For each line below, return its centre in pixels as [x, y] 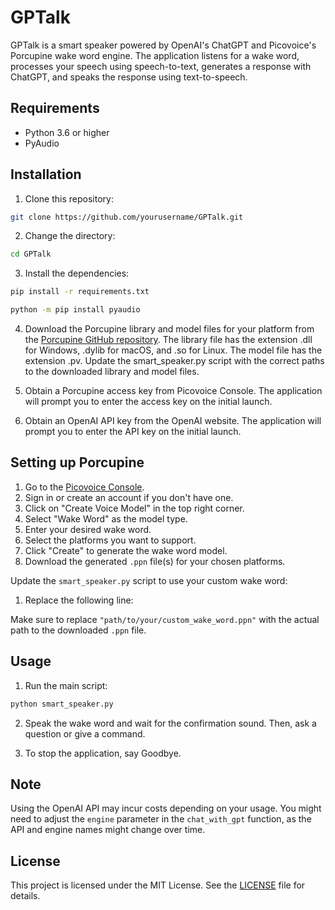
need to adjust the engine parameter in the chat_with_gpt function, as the [161, 819]
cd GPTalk [31, 254]
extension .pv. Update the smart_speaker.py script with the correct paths [174, 361]
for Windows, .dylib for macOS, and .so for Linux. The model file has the [173, 350]
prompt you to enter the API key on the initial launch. [133, 432]
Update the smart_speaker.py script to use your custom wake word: [149, 580]
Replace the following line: [79, 600]
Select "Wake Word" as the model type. [106, 518]
